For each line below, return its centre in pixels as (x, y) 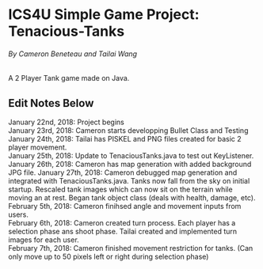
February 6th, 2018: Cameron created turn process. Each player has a (122, 223)
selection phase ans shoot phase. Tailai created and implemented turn (123, 232)
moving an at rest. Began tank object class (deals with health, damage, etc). (132, 198)
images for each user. (44, 240)
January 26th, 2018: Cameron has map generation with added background (130, 165)
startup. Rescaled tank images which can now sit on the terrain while (120, 189)
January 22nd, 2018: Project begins (66, 122)
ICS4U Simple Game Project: (104, 15)
